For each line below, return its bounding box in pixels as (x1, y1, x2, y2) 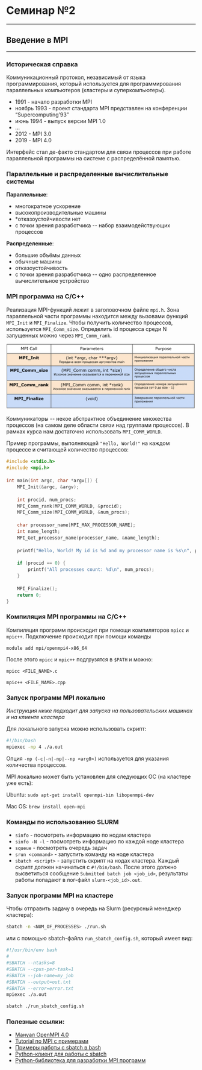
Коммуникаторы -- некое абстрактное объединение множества (6, 415, 173, 423)
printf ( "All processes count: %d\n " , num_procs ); (28, 567, 155, 573)
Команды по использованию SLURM (6, 817, 119, 826)
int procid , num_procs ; (17, 497, 77, 503)
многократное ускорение (14, 203, 81, 210)
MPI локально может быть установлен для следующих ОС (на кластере (6, 773, 191, 780)
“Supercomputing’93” (14, 111, 69, 118)
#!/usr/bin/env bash (6, 947, 58, 953)
